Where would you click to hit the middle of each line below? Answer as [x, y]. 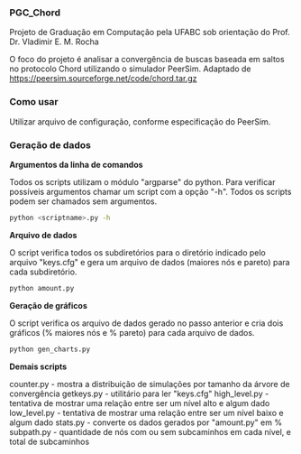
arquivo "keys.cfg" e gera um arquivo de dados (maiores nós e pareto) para [150, 262]
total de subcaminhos [50, 441]
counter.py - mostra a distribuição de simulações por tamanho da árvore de [150, 384]
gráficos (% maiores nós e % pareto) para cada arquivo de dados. [132, 332]
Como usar [34, 102]
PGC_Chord [35, 13]
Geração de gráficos [48, 305]
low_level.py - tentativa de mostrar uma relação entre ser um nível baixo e [146, 412]
